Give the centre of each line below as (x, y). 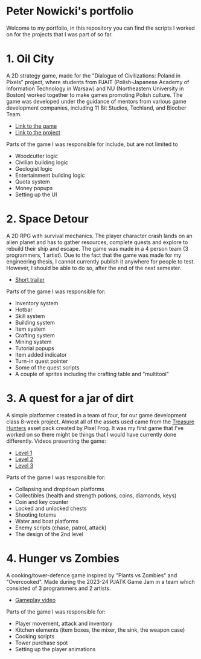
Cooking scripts (35, 636)
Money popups (34, 188)
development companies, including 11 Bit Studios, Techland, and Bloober (96, 108)
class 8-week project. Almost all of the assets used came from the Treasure (101, 422)
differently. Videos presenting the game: (56, 441)
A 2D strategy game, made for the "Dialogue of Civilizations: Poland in (94, 75)
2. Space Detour (47, 219)
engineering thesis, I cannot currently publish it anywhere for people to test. (101, 261)
